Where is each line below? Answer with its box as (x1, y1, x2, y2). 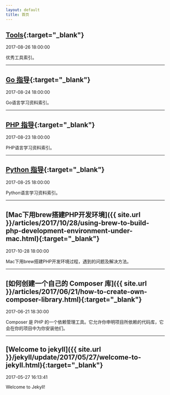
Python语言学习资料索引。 (6, 190, 61, 196)
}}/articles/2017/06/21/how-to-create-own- (6, 287, 148, 296)
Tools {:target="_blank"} (6, 31, 85, 39)
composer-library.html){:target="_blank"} (6, 295, 142, 304)
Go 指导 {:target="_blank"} (6, 75, 91, 84)
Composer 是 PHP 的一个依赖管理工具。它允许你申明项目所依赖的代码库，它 (6, 319, 164, 325)
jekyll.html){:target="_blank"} (6, 361, 103, 369)
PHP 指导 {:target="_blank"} (6, 121, 95, 129)
